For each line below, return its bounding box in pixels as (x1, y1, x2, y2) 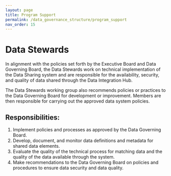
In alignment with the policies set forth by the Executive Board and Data (5, 61, 156, 67)
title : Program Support (5, 12, 56, 17)
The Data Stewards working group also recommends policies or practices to (5, 87, 166, 93)
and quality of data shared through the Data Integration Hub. (5, 77, 133, 84)
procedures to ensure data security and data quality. (12, 165, 124, 171)
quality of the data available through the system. (12, 154, 115, 160)
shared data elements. (12, 143, 60, 149)
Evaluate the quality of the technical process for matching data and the (12, 148, 163, 154)
